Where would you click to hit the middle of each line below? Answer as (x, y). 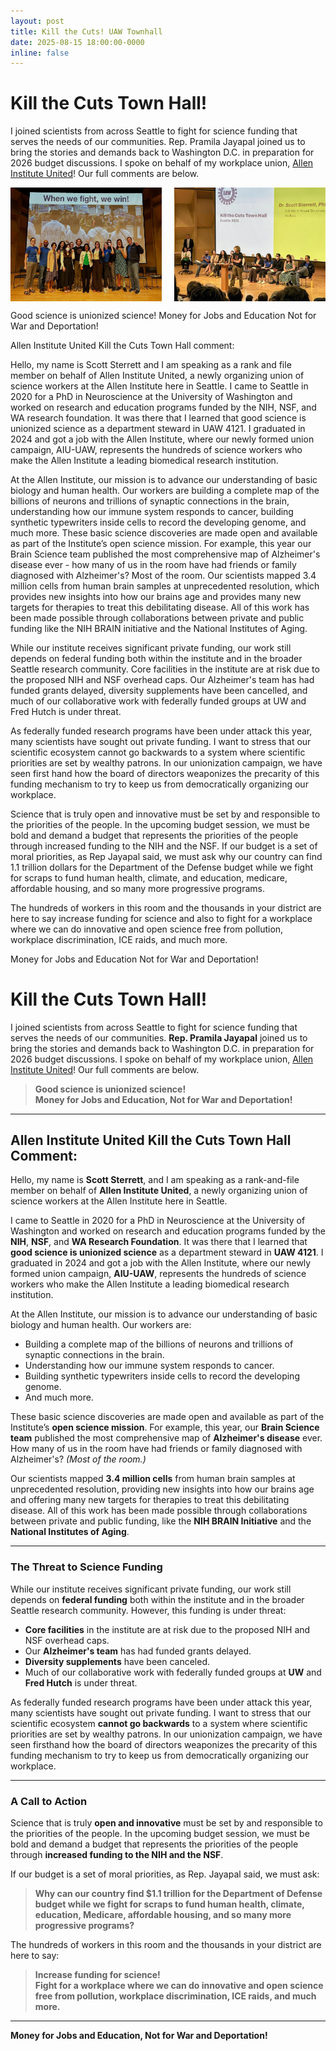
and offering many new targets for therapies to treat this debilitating (150, 1500)
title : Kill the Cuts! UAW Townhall (86, 31)
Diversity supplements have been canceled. (117, 1661)
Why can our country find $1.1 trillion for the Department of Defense (178, 1893)
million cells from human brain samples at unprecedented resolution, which (165, 586)
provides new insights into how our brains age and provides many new (156, 596)
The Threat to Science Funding (86, 1567)
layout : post (37, 21)
